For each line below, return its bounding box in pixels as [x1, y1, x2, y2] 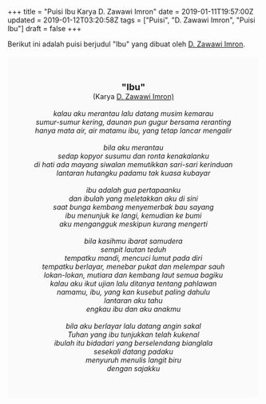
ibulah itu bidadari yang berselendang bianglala [54, 338, 213, 347]
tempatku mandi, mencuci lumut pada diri [64, 254, 203, 262]
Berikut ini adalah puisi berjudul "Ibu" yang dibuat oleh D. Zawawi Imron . [7, 39, 245, 49]
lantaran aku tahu [104, 296, 163, 305]
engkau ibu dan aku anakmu [85, 304, 181, 314]
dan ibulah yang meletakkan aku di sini [68, 194, 199, 203]
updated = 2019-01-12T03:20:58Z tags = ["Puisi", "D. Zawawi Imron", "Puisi [7, 15, 256, 25]
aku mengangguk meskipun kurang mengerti [58, 219, 208, 229]
